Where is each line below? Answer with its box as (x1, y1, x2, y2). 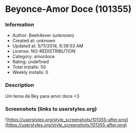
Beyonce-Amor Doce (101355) (5, 3, 132, 15)
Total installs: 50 (12, 64, 46, 70)
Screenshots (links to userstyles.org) (5, 105, 97, 112)
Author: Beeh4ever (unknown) (12, 32, 74, 38)
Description (5, 82, 34, 89)
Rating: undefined (12, 59, 49, 65)
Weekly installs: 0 (12, 69, 49, 75)
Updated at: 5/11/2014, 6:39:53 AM (12, 43, 83, 49)
